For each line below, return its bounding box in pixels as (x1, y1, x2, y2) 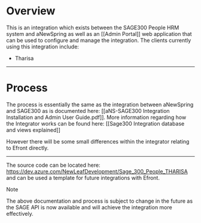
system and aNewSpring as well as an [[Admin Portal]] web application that (6, 30, 193, 37)
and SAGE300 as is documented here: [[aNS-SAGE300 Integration (6, 107, 170, 114)
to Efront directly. (6, 144, 49, 151)
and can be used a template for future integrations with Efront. (6, 174, 160, 181)
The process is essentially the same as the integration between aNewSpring (6, 100, 194, 108)
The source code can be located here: (6, 161, 100, 169)
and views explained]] (6, 126, 61, 133)
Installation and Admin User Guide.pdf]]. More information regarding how (6, 114, 187, 121)
